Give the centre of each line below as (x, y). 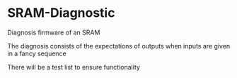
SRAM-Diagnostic (61, 13)
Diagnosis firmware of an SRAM (54, 32)
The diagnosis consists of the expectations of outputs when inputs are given (119, 46)
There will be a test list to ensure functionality (74, 67)
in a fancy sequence (37, 53)
